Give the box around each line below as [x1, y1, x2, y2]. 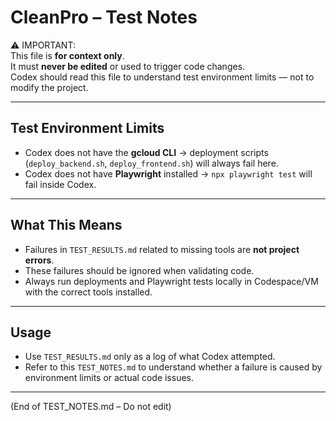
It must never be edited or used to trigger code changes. [10, 60, 246, 72]
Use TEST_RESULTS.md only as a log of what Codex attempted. [24, 351, 276, 363]
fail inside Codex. [24, 178, 97, 190]
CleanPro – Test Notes [10, 6, 198, 29]
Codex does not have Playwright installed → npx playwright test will [24, 167, 313, 180]
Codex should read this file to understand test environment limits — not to [10, 71, 315, 83]
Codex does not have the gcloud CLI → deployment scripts [24, 146, 269, 158]
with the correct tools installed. [24, 286, 153, 298]
